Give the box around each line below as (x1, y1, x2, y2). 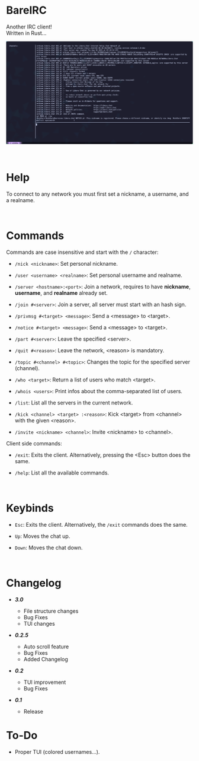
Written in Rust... (6, 29, 47, 36)
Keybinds (6, 502, 54, 515)
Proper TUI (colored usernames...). (14, 748, 100, 755)
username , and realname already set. (14, 289, 108, 297)
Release (23, 708, 43, 715)
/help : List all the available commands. (14, 469, 110, 476)
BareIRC (6, 4, 47, 17)
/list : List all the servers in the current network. (14, 399, 133, 406)
